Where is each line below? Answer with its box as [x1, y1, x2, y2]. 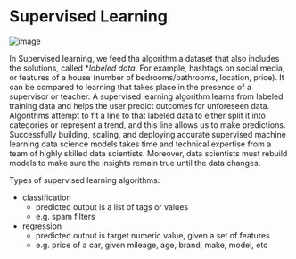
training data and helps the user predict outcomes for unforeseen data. [9, 100, 270, 111]
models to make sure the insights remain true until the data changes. [9, 157, 261, 168]
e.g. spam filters [35, 211, 95, 221]
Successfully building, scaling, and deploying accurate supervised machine [9, 129, 287, 139]
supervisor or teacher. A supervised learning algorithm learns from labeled [9, 91, 284, 102]
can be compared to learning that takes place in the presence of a [9, 81, 252, 92]
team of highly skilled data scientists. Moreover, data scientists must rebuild [9, 147, 288, 158]
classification [21, 192, 71, 203]
